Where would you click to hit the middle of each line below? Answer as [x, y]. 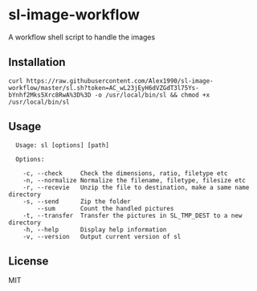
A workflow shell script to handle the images [82, 37]
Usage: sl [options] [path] [63, 145]
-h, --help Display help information [95, 230]
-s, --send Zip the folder [77, 201]
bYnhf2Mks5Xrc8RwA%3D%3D [50, 95]
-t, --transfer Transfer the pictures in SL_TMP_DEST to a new [133, 215]
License [29, 261]
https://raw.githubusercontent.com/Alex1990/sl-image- [120, 81]
